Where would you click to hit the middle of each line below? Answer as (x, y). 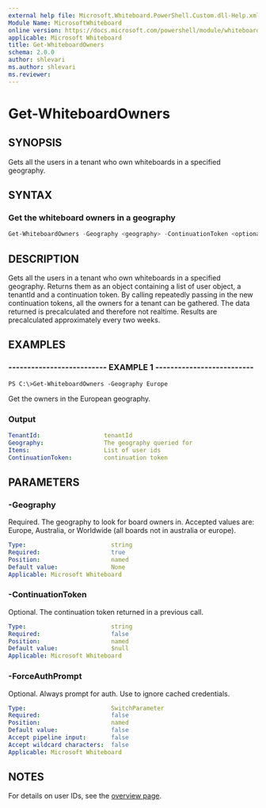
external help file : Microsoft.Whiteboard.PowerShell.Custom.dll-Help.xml (134, 15)
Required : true (67, 553)
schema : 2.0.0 (32, 52)
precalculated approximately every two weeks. (84, 320)
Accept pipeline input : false (68, 737)
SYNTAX (30, 195)
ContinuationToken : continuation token (88, 457)
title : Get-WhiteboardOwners (56, 45)
